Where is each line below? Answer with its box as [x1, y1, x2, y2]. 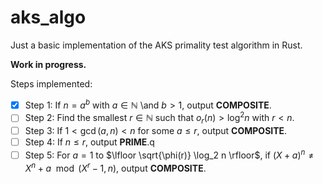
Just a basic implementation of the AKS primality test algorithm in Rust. [10, 39, 303, 51]
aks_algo [10, 6, 87, 29]
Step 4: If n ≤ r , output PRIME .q [24, 136, 155, 148]
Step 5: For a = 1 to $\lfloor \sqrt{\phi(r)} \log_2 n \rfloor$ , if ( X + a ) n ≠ [24, 147, 315, 161]
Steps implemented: [10, 77, 93, 90]
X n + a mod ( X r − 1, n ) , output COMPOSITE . [24, 160, 207, 174]
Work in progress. [10, 58, 87, 70]
